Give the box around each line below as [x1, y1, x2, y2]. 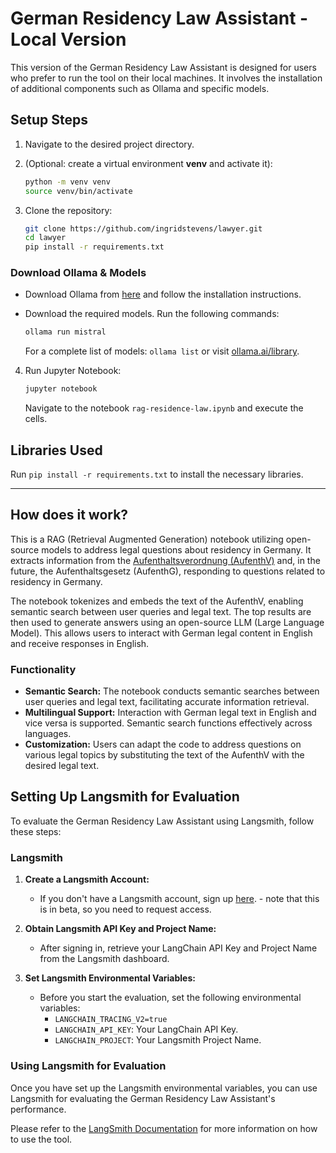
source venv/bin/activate [24, 186, 133, 196]
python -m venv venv [24, 177, 111, 187]
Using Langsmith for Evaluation [10, 1059, 167, 1073]
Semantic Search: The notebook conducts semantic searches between [24, 685, 320, 697]
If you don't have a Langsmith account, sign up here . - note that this [39, 893, 320, 905]
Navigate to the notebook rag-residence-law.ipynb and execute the [24, 402, 304, 414]
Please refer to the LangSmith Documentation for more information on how [10, 1122, 318, 1134]
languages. [24, 728, 72, 740]
